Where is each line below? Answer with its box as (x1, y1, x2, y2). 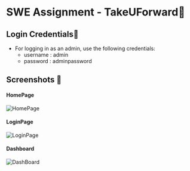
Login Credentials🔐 (6, 29, 79, 39)
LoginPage (6, 119, 34, 126)
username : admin (23, 51, 69, 58)
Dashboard (6, 145, 35, 153)
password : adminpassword (23, 58, 92, 64)
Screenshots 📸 (6, 74, 62, 85)
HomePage (6, 91, 35, 98)
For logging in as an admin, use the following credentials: (14, 45, 155, 52)
